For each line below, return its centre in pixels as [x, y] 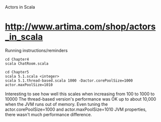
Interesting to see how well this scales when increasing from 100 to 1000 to [80, 94]
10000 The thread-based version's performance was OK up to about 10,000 [80, 99]
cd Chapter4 [17, 59]
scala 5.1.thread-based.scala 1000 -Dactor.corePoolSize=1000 [69, 80]
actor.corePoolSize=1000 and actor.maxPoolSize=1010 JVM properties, [76, 109]
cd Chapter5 [17, 72]
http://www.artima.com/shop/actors [80, 27]
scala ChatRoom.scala [27, 63]
